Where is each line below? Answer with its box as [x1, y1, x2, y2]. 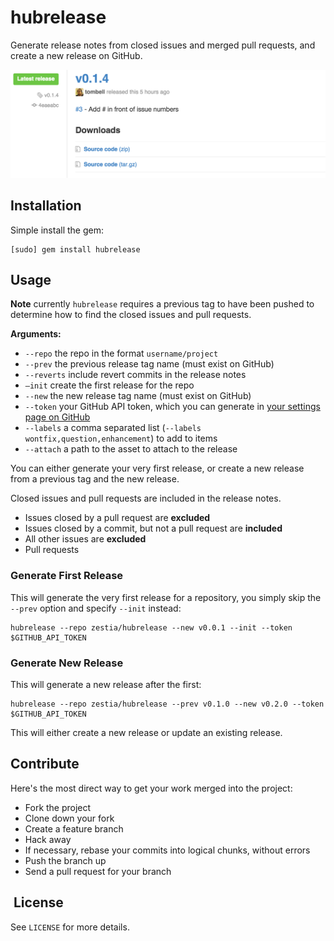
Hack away [24, 833, 72, 845]
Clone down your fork [24, 812, 115, 824]
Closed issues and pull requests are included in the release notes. [10, 492, 282, 505]
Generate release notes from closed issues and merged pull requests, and [10, 39, 316, 51]
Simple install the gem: [10, 224, 104, 236]
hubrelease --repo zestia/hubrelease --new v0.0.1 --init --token [10, 622, 293, 633]
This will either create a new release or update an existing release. [10, 726, 283, 738]
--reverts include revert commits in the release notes [24, 369, 247, 381]
